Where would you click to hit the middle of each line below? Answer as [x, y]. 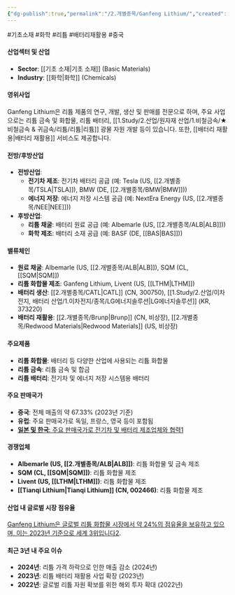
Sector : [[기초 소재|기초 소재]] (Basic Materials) [84, 69]
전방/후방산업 [26, 155]
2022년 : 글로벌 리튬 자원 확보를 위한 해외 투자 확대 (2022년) [100, 584]
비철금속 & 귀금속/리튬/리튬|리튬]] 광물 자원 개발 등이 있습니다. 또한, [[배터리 [111, 129]
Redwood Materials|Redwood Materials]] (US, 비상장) [102, 326]
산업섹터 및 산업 [29, 52]
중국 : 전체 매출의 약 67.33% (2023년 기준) [75, 412]
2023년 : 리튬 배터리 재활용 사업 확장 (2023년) [81, 576]
